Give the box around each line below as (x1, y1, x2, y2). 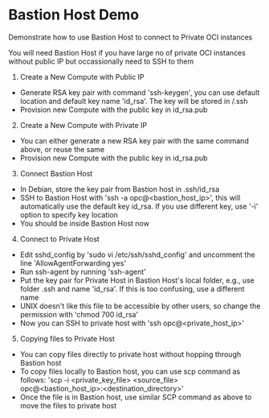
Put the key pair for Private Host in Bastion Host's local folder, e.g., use (19, 275, 255, 285)
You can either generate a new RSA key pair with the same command (19, 135, 249, 146)
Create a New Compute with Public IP (19, 72, 145, 81)
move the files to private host (19, 400, 117, 410)
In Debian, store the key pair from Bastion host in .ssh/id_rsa (19, 184, 220, 194)
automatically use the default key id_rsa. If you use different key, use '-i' (19, 201, 259, 211)
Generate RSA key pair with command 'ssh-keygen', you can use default (19, 87, 260, 97)
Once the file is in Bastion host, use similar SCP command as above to (19, 392, 252, 402)
